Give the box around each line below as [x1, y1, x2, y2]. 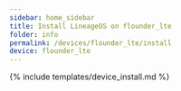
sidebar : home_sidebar [9, 13, 95, 23]
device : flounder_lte [9, 47, 91, 56]
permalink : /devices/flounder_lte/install [9, 38, 172, 48]
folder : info [9, 30, 59, 39]
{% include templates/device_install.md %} [9, 71, 170, 82]
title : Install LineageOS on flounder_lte [9, 22, 172, 31]
